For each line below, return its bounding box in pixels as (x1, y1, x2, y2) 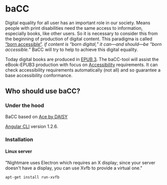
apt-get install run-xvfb (5, 174, 59, 179)
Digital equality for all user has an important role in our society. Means (5, 20, 150, 26)
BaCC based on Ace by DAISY (5, 113, 68, 119)
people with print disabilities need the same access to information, (5, 25, 143, 31)
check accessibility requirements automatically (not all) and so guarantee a (5, 67, 161, 73)
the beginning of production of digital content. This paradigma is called (5, 36, 152, 42)
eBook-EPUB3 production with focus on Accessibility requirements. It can (5, 61, 158, 68)
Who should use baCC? (5, 87, 80, 96)
